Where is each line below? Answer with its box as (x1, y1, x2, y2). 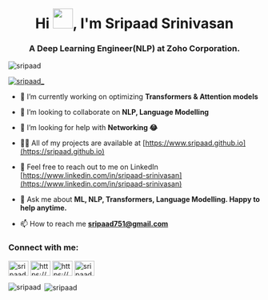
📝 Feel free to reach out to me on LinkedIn (19, 162, 158, 172)
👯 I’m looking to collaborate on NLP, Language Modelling (19, 108, 210, 117)
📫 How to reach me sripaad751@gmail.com (19, 219, 169, 229)
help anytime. (19, 203, 67, 213)
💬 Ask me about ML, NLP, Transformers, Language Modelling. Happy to (19, 195, 260, 204)
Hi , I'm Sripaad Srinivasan (34, 14, 234, 33)
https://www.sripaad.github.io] (145, 138, 246, 148)
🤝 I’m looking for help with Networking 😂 (19, 123, 158, 132)
